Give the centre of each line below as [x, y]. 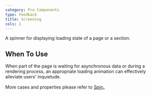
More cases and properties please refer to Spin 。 [56, 87]
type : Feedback [21, 15]
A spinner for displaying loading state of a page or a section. [68, 38]
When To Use [27, 54]
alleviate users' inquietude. [33, 77]
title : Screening [23, 19]
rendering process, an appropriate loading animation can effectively [75, 71]
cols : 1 [13, 24]
